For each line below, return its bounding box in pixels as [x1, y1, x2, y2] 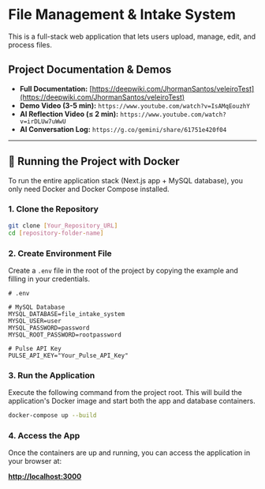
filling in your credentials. [8, 274, 91, 284]
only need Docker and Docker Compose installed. [8, 184, 170, 194]
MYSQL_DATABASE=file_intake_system [8, 310, 125, 318]
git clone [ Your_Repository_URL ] [8, 221, 118, 230]
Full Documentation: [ [19, 84, 92, 93]
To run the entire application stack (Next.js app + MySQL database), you [8, 175, 243, 185]
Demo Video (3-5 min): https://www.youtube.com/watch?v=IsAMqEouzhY [19, 100, 251, 110]
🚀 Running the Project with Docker [8, 155, 180, 168]
